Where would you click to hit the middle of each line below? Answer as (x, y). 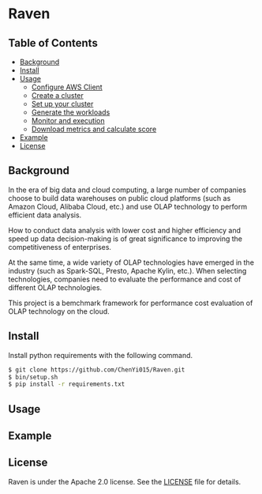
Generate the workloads (71, 112)
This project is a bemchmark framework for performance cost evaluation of (131, 303)
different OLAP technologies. (55, 287)
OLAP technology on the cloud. (59, 311)
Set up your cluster (62, 104)
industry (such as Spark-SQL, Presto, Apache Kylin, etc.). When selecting (127, 270)
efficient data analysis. (45, 215)
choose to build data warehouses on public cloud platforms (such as (120, 198)
